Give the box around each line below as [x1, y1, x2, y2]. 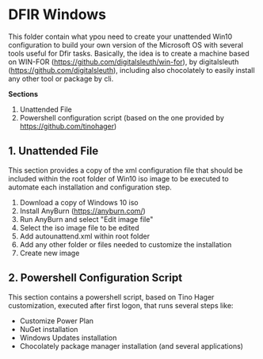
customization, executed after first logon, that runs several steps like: [8, 300, 234, 310]
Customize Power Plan [19, 315, 93, 326]
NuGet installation [19, 324, 78, 334]
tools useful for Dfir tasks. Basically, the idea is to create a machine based [8, 48, 250, 58]
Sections [8, 89, 38, 98]
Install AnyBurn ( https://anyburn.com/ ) [19, 206, 147, 216]
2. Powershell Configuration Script [8, 271, 183, 285]
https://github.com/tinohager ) [19, 121, 117, 131]
